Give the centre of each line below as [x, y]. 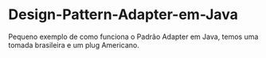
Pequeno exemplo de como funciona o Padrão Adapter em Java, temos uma [133, 37]
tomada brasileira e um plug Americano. [74, 44]
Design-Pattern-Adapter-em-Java [123, 15]
